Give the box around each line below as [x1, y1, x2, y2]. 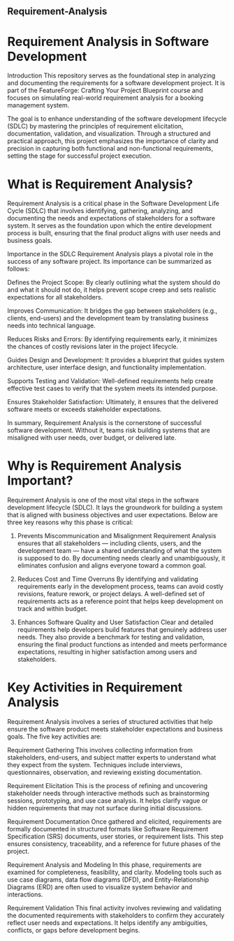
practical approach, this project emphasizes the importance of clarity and [7, 137, 219, 145]
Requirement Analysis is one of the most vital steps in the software [7, 496, 199, 505]
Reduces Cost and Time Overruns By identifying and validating [17, 575, 199, 584]
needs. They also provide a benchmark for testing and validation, [17, 633, 205, 642]
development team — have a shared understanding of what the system [17, 547, 222, 555]
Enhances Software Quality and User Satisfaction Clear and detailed [17, 618, 214, 627]
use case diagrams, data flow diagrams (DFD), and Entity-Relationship [7, 875, 210, 884]
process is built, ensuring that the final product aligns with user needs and [7, 229, 221, 237]
